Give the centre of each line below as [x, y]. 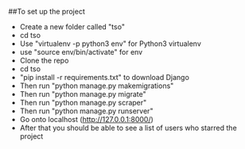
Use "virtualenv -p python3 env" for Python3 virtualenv [110, 44]
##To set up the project [47, 11]
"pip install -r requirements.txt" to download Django [104, 77]
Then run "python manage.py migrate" [83, 94]
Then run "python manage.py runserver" [86, 111]
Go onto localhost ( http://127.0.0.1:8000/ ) [86, 119]
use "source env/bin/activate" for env [81, 52]
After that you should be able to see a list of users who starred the [128, 128]
